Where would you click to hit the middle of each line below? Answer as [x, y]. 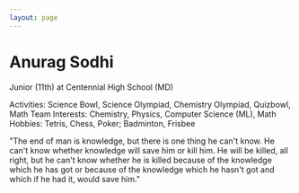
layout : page [34, 18]
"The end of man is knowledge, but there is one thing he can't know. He [142, 141]
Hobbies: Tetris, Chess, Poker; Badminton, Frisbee [102, 123]
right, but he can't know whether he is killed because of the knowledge [141, 160]
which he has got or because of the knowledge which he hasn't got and [142, 169]
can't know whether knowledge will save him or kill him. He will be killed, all [149, 150]
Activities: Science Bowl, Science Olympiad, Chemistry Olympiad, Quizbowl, [150, 104]
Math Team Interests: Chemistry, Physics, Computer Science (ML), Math [143, 114]
